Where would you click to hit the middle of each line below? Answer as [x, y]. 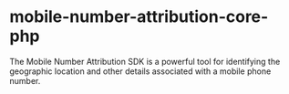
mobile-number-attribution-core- [139, 17]
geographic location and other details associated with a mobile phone [140, 71]
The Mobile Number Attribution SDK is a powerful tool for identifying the [145, 61]
